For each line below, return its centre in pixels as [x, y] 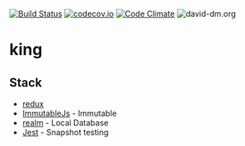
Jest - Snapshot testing [65, 132]
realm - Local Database [65, 123]
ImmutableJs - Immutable [69, 113]
